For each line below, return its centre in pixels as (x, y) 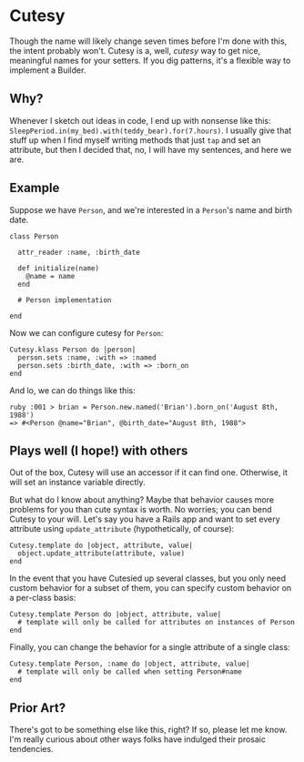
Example (35, 188)
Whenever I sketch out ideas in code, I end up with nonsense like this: (140, 120)
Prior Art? (38, 708)
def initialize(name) (59, 268)
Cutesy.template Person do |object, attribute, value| (116, 615)
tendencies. (31, 749)
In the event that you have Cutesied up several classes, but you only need (148, 578)
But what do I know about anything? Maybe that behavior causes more (142, 500)
